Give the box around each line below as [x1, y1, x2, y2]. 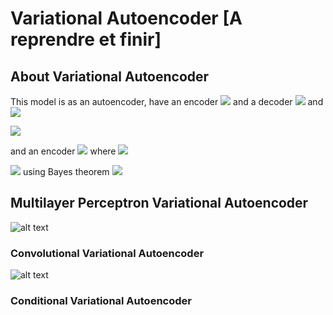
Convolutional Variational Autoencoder [10, 246, 205, 260]
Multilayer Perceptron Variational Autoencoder [10, 195, 309, 212]
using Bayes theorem [22, 166, 110, 177]
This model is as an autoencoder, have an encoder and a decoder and [10, 96, 324, 107]
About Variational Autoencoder [10, 68, 210, 85]
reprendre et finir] [10, 28, 162, 51]
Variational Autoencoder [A [10, 7, 243, 30]
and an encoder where [10, 145, 117, 157]
